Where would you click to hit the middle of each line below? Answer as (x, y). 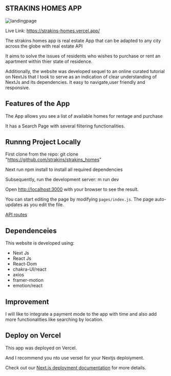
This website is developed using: (40, 243)
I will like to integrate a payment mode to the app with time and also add (81, 314)
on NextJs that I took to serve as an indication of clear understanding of (81, 77)
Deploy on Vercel (33, 335)
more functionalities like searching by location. (55, 320)
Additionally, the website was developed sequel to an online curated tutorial (85, 71)
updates (14, 205)
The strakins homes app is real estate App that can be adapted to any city (83, 40)
